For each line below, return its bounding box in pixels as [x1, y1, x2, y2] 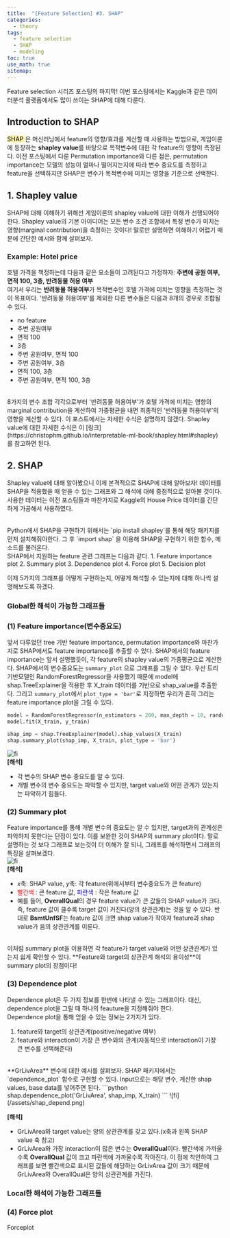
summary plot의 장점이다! [7, 962, 77, 970]
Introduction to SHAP [7, 116, 99, 128]
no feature [16, 316, 47, 324]
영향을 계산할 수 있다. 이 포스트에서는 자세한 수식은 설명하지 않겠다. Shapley [7, 415, 210, 423]
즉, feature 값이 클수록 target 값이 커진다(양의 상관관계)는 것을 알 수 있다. [16, 905, 214, 914]
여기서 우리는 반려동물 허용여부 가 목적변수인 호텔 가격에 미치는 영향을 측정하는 [7, 285, 216, 294]
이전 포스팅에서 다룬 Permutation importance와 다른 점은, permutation [16, 152, 207, 160]
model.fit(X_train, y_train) [7, 718, 90, 726]
